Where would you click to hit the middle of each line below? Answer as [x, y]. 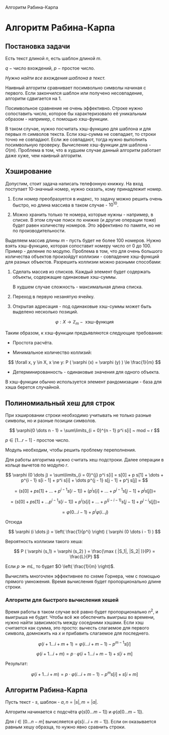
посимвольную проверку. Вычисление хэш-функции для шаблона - [78, 145]
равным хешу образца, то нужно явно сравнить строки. [65, 727]
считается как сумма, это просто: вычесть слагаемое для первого [77, 628]
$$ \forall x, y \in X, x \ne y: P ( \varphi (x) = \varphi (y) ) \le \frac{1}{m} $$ [84, 362]
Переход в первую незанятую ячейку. [54, 297]
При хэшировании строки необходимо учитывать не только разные [78, 415]
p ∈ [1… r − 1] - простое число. [37, 440]
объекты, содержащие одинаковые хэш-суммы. [65, 277]
